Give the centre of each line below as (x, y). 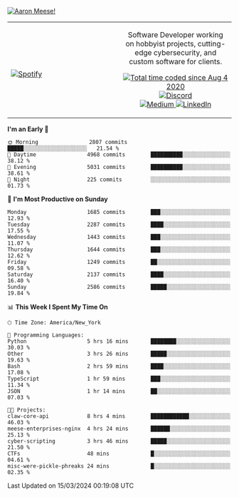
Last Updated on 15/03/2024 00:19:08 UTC (70, 486)
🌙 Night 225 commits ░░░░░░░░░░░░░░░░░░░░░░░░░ (119, 180)
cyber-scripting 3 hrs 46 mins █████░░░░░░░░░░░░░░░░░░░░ (119, 441)
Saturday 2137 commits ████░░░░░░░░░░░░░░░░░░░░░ (119, 275)
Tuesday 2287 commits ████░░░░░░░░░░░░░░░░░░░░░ (119, 225)
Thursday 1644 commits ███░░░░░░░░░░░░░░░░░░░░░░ (119, 250)
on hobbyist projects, (161, 44)
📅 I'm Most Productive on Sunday (58, 199)
